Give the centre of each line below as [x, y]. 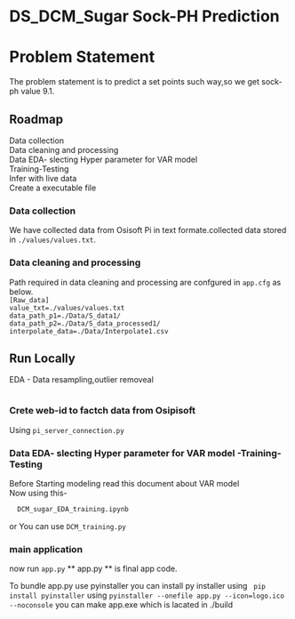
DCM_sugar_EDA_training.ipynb [73, 509]
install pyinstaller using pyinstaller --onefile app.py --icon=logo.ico [147, 595]
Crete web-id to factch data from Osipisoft [102, 411]
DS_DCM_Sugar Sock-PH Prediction [144, 16]
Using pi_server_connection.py [67, 430]
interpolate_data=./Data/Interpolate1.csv [89, 331]
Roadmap [36, 119]
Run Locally [42, 358]
